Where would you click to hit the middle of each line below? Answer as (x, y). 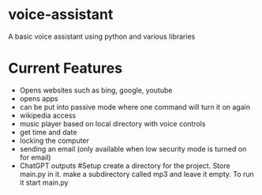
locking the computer (54, 141)
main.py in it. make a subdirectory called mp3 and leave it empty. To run (137, 174)
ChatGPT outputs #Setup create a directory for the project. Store (125, 165)
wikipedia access (48, 115)
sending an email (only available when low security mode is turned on (133, 148)
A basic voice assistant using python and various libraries (102, 36)
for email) (35, 157)
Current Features (65, 68)
